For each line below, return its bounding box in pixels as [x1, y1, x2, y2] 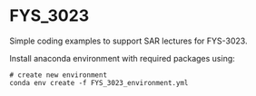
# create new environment [9, 70, 107, 80]
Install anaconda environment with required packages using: [9, 53, 236, 63]
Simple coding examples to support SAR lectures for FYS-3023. [9, 35, 248, 46]
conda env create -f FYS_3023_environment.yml [9, 78, 189, 87]
